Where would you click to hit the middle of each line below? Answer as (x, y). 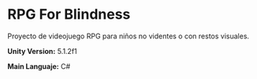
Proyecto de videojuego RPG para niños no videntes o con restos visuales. (128, 36)
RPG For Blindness (69, 14)
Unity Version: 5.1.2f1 (43, 51)
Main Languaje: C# (39, 66)
